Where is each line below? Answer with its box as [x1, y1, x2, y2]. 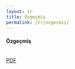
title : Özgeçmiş [6, 14, 46, 20]
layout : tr [6, 8, 33, 15]
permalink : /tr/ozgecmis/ [6, 19, 69, 25]
